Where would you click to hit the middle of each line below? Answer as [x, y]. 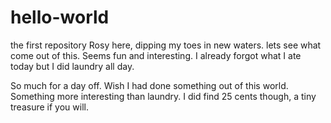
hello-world [60, 17]
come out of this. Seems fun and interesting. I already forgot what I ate [156, 55]
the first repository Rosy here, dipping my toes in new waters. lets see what [166, 45]
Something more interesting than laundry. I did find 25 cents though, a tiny [163, 96]
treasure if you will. [49, 107]
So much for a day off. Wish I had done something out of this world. [149, 85]
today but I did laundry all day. [72, 66]
